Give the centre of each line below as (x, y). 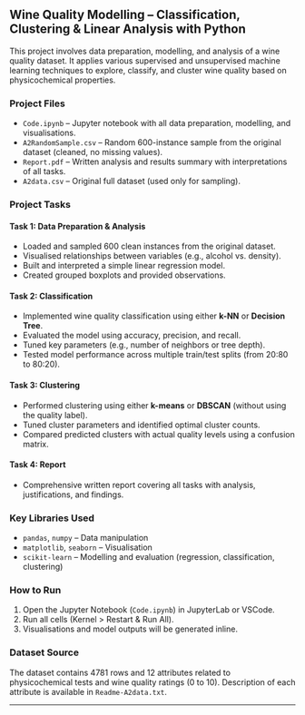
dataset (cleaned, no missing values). (93, 152)
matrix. (35, 444)
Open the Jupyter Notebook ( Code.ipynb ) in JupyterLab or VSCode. (148, 610)
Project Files (37, 103)
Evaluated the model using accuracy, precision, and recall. (132, 336)
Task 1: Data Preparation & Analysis (78, 226)
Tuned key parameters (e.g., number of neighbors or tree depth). (144, 345)
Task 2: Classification (51, 296)
